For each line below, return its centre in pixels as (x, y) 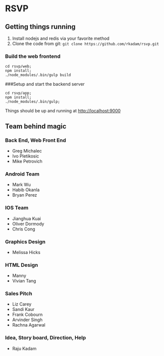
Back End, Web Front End (35, 140)
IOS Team (17, 208)
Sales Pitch (19, 294)
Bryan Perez (25, 195)
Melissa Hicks (26, 252)
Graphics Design (25, 242)
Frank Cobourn (27, 315)
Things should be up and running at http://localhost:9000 (63, 111)
